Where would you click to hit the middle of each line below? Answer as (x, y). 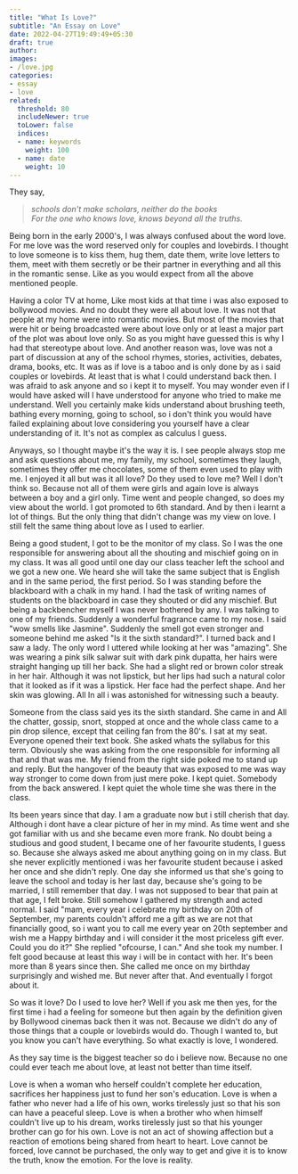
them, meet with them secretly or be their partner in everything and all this (145, 265)
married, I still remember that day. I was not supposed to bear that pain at (144, 891)
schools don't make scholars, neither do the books (124, 209)
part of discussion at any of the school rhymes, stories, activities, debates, (146, 357)
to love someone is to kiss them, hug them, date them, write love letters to (145, 255)
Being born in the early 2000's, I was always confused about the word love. (148, 236)
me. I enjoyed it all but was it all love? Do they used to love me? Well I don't (146, 479)
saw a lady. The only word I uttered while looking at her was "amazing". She (148, 648)
